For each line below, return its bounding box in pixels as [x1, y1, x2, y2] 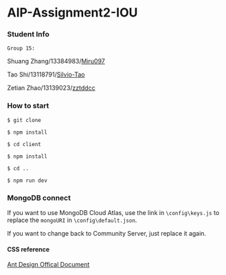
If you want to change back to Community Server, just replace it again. [7, 230, 207, 238]
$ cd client [7, 141, 41, 147]
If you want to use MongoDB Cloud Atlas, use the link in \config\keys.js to [7, 209, 220, 217]
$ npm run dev [7, 177, 48, 184]
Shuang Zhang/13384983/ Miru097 [7, 57, 105, 65]
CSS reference [7, 245, 50, 253]
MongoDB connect [7, 193, 71, 203]
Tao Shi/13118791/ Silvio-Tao [7, 70, 85, 79]
